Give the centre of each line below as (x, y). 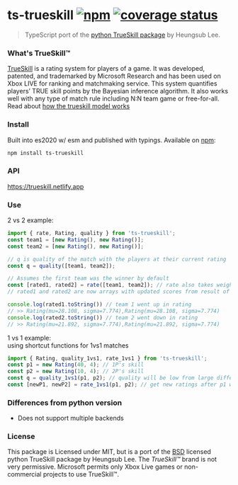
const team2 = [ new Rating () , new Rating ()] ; (75, 246)
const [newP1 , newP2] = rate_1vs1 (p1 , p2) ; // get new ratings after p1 (117, 384)
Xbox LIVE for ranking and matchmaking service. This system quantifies (112, 84)
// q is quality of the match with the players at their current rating (117, 259)
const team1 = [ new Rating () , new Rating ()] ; (75, 240)
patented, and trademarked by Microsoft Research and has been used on (114, 76)
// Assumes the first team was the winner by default (89, 279)
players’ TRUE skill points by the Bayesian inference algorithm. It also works (118, 91)
